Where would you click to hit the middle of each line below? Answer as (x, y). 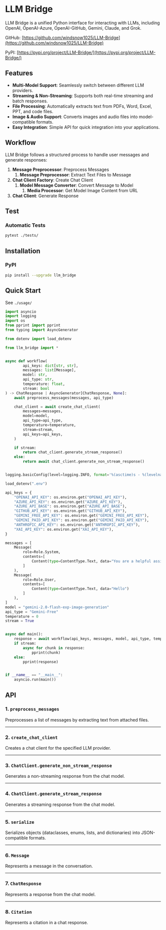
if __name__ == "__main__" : (34, 675)
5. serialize (20, 822)
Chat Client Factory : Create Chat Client (52, 180)
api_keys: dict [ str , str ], (51, 366)
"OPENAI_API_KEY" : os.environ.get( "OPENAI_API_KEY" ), (70, 497)
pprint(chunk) (46, 653)
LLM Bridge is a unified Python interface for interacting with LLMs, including (83, 23)
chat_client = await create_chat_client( (57, 407)
